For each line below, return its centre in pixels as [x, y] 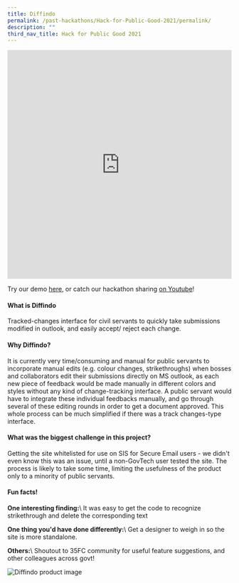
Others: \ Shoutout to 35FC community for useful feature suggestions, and [116, 551]
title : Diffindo [31, 14]
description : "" [31, 27]
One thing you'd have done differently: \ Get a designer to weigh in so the [116, 530]
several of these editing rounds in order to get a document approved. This [116, 406]
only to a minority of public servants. [61, 476]
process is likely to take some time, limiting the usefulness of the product [115, 468]
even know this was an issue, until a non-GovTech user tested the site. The [117, 461]
